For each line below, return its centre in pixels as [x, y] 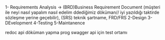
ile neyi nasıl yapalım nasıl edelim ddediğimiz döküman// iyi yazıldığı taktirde [82, 12]
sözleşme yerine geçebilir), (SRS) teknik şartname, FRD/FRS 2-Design [76, 18]
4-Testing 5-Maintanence [59, 23]
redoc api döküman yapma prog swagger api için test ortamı [66, 32]
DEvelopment [19, 23]
